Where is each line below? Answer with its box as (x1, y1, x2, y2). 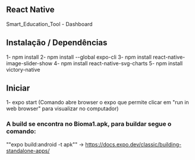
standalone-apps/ (6, 147, 50, 154)
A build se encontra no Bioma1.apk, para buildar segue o (6, 120, 172, 128)
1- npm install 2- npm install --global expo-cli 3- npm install (6, 53, 152, 60)
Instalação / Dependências (6, 38, 108, 48)
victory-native (6, 66, 40, 73)
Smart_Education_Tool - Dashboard (6, 20, 93, 27)
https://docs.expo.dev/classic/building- (85, 140, 182, 148)
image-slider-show (6, 59, 53, 67)
